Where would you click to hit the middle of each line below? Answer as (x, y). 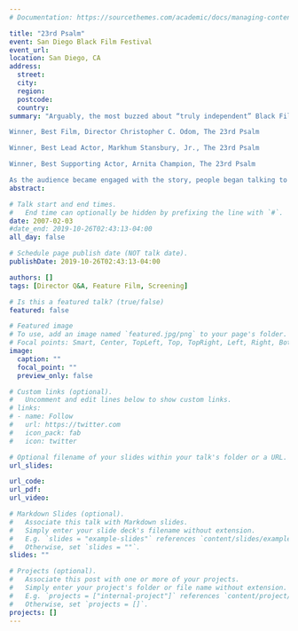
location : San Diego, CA (55, 59)
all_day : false (37, 237)
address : (25, 67)
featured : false (39, 310)
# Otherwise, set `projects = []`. (79, 604)
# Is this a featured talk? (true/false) (87, 302)
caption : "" (39, 359)
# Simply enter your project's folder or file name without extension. (149, 588)
